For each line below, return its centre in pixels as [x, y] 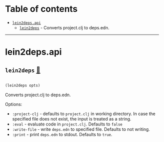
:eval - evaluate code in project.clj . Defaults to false [67, 124]
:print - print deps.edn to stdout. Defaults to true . [62, 134]
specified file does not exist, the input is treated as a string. [72, 119]
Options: [14, 104]
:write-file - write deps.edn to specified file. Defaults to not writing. [81, 129]
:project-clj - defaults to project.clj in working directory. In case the [84, 114]
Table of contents [41, 9]
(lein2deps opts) [23, 85]
